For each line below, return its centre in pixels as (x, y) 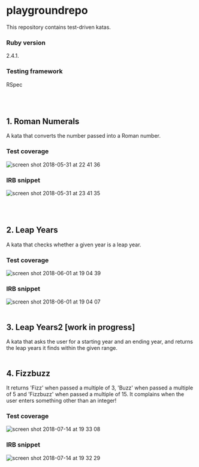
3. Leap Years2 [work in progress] (71, 327)
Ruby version (26, 43)
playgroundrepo (47, 11)
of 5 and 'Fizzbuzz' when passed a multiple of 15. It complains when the (95, 394)
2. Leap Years (32, 230)
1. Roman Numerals (43, 121)
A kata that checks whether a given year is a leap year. (74, 245)
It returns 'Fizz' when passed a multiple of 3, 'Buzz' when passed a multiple (100, 388)
